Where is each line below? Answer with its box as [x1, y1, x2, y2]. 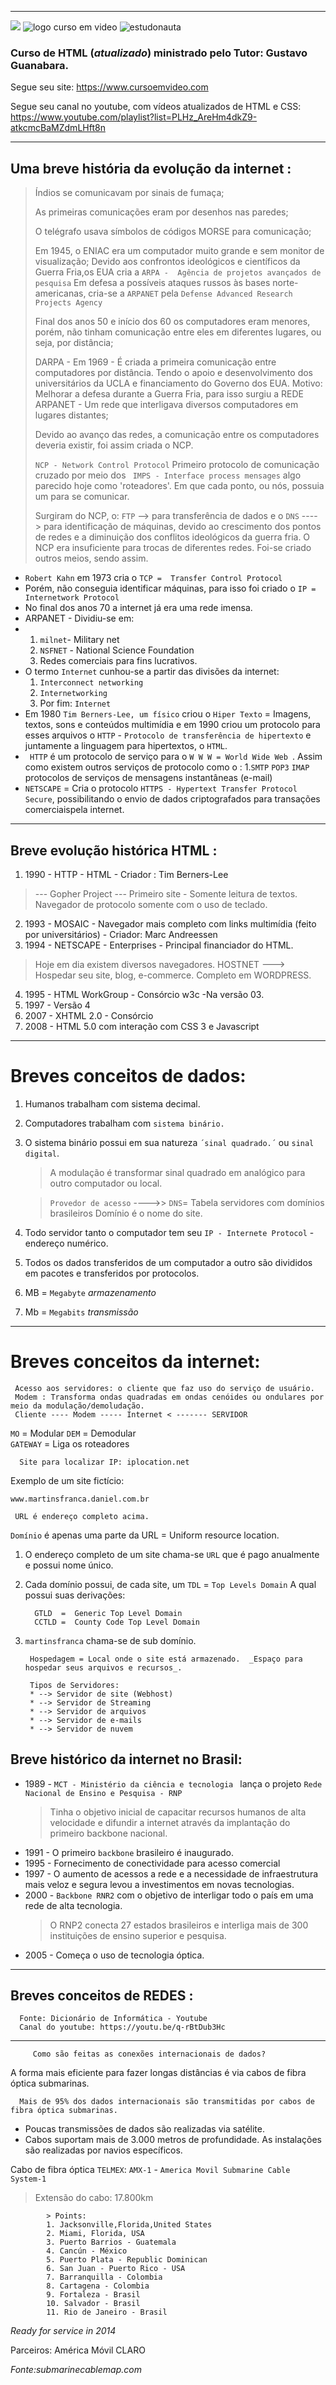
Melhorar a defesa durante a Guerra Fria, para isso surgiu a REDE [34, 388, 304, 400]
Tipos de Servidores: [29, 1680, 120, 1690]
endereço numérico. [24, 1237, 109, 1249]
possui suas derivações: [24, 1589, 126, 1601]
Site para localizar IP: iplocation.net [19, 1457, 190, 1467]
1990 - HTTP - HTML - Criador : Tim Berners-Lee [24, 868, 229, 880]
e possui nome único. [24, 1559, 114, 1571]
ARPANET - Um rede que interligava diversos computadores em [34, 399, 299, 411]
